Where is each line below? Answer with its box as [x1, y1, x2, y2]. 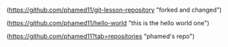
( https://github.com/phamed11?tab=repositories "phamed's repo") [6, 32, 195, 40]
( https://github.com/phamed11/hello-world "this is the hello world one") [6, 19, 209, 27]
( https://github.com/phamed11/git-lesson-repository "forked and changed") [6, 6, 222, 14]
